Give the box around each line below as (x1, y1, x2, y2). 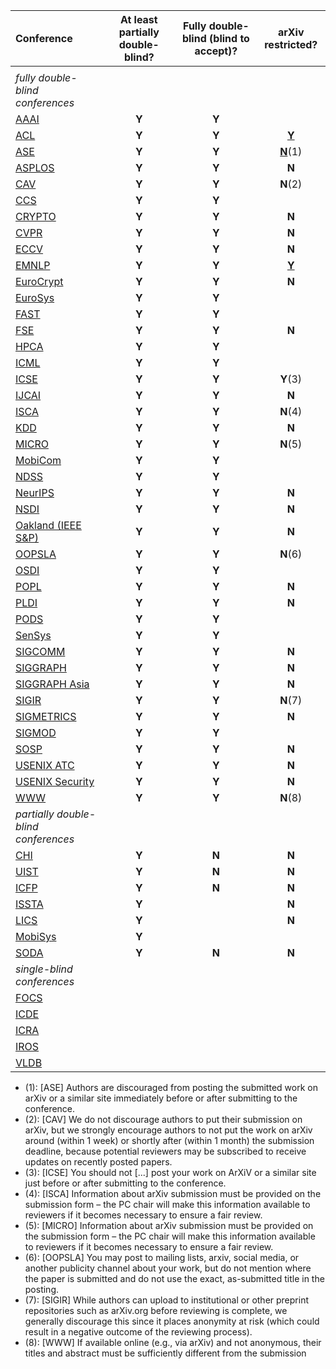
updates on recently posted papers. (24, 1156, 173, 1168)
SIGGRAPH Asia (15, 677, 90, 691)
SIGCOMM (15, 645, 66, 658)
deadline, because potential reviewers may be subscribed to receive (24, 1145, 307, 1157)
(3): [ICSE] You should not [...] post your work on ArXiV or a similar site (24, 1167, 317, 1178)
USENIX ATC (15, 759, 75, 772)
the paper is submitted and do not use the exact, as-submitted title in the (24, 1273, 325, 1284)
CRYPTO (15, 210, 57, 223)
